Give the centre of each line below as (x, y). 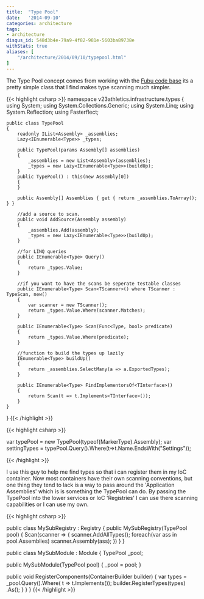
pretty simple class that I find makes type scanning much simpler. (89, 87)
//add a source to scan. (49, 214)
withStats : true (27, 46)
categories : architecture (39, 23)
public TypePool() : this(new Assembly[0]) (73, 177)
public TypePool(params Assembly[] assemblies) (79, 150)
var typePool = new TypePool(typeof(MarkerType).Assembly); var (89, 441)
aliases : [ (20, 52)
